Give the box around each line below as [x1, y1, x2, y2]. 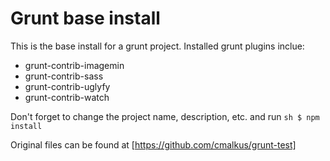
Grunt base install [10, 7, 161, 30]
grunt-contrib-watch [24, 91, 110, 103]
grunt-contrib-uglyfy [24, 80, 111, 92]
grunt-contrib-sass [24, 70, 104, 82]
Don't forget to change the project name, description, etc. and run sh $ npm [10, 110, 320, 122]
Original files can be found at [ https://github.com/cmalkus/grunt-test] [10, 138, 297, 151]
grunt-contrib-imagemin [24, 59, 125, 71]
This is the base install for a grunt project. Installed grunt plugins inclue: [10, 40, 305, 52]
